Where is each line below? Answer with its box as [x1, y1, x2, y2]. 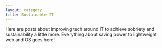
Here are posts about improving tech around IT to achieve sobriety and [5, 26, 155, 32]
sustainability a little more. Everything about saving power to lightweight [5, 31, 157, 37]
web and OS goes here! [5, 36, 55, 43]
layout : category [5, 7, 42, 13]
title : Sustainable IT [5, 12, 54, 17]
